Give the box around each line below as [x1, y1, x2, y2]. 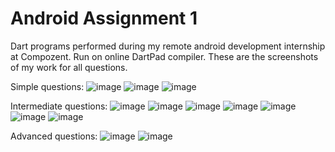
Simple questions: [10, 80, 85, 92]
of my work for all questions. [10, 61, 128, 73]
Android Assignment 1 [10, 7, 198, 30]
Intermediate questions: [10, 100, 108, 112]
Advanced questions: [10, 130, 98, 142]
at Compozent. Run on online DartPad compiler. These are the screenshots [10, 50, 319, 62]
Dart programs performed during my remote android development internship [10, 40, 326, 52]
